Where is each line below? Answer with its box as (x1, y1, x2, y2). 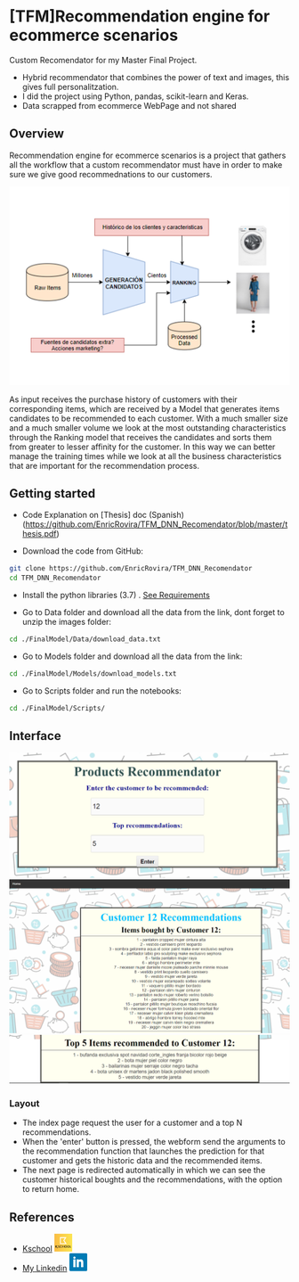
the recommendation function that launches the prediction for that (21, 1146, 265, 1156)
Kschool (21, 1244, 53, 1254)
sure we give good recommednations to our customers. (9, 168, 213, 179)
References (9, 1210, 75, 1225)
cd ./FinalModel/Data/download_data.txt (9, 635, 162, 644)
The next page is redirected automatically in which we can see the (21, 1165, 266, 1176)
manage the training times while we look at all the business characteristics (9, 450, 282, 461)
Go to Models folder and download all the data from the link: (21, 651, 243, 662)
